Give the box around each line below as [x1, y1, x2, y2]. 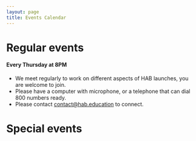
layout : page [6, 9, 39, 15]
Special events [6, 122, 83, 136]
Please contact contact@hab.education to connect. [15, 100, 144, 108]
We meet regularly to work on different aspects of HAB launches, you [15, 74, 189, 82]
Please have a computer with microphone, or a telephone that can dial [15, 88, 191, 95]
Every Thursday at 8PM [6, 61, 67, 69]
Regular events [6, 41, 84, 55]
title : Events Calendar [6, 15, 67, 21]
